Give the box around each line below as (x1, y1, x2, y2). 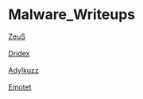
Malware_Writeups (8, 6, 136, 24)
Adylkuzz (8, 65, 40, 74)
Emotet (8, 82, 32, 92)
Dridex (8, 48, 30, 58)
